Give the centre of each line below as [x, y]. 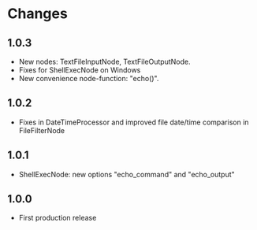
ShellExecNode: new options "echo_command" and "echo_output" [127, 174]
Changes [37, 14]
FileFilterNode [42, 130]
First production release [58, 218]
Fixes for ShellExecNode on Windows [80, 70]
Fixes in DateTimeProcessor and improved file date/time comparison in [134, 122]
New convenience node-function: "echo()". [89, 78]
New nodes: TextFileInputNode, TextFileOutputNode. [104, 61]
